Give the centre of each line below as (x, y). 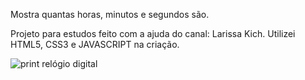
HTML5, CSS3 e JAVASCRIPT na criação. (95, 44)
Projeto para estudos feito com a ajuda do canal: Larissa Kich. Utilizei (153, 33)
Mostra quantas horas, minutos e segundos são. (110, 14)
